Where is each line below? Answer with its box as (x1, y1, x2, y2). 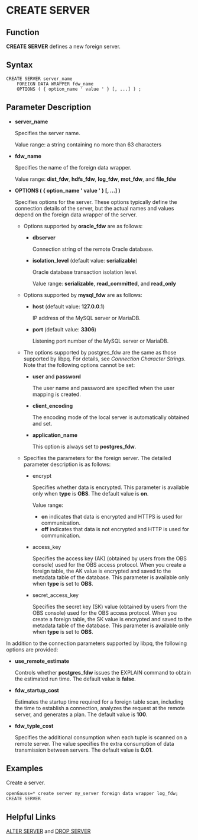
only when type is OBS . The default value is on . (32, 490, 149, 497)
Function (6, 27, 40, 37)
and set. (32, 420, 53, 427)
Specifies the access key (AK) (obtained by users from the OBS (32, 555, 187, 562)
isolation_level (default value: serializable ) (32, 257, 138, 264)
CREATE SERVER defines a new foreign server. (6, 43, 121, 50)
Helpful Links (6, 812, 56, 822)
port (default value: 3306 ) (32, 325, 96, 333)
